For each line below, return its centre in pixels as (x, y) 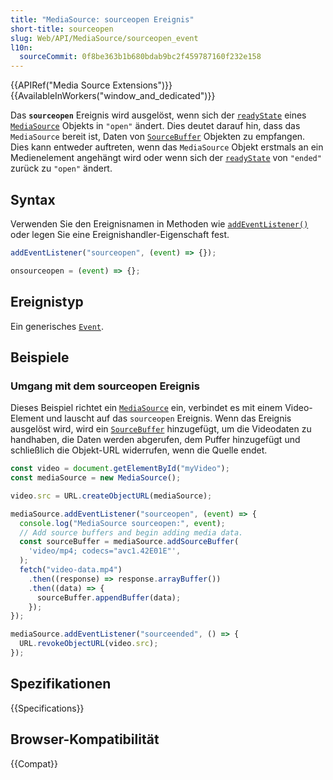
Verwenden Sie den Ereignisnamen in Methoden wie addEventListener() (159, 223)
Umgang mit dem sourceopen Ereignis (105, 386)
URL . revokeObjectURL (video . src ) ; (89, 644)
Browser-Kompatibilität (85, 739)
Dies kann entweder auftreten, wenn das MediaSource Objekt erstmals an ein (167, 147)
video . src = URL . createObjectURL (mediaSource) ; (111, 496)
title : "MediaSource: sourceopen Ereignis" (102, 19)
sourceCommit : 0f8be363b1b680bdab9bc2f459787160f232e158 (140, 57)
